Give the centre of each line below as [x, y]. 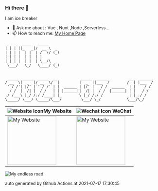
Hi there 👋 [17, 8]
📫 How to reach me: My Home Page [49, 33]
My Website [57, 111]
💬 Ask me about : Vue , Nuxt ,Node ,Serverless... [61, 28]
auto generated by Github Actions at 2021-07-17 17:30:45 [62, 183]
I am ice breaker [21, 19]
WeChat [122, 111]
